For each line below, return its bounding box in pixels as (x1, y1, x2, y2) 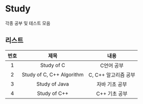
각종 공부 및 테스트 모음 (5, 20, 51, 26)
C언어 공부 (100, 62, 124, 69)
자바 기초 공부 (96, 80, 127, 87)
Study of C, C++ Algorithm (21, 71, 84, 78)
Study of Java (36, 80, 69, 87)
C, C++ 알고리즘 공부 (88, 71, 136, 78)
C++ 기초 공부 (96, 90, 128, 97)
